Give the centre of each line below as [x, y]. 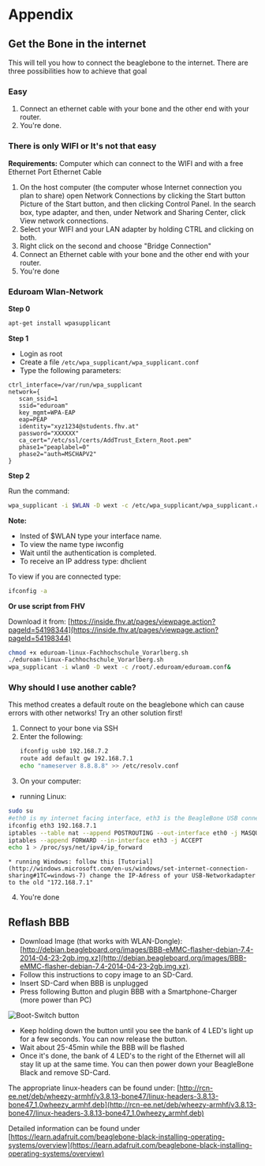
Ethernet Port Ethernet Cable [55, 172]
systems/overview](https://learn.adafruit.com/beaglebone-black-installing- [130, 1145]
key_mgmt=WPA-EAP [47, 413]
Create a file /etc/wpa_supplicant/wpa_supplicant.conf [109, 362]
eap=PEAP [33, 419]
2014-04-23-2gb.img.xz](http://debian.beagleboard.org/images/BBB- [133, 958]
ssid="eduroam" [43, 406]
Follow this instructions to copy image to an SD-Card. [106, 975]
